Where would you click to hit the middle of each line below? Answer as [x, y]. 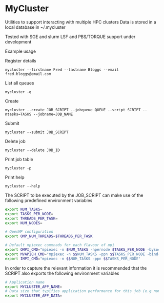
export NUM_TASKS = [24, 209]
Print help [15, 177]
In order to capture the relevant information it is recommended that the [76, 268]
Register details [21, 61]
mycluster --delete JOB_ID [32, 150]
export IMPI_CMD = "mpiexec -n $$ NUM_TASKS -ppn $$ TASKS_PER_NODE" [73, 259]
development [18, 41]
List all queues [20, 83]
